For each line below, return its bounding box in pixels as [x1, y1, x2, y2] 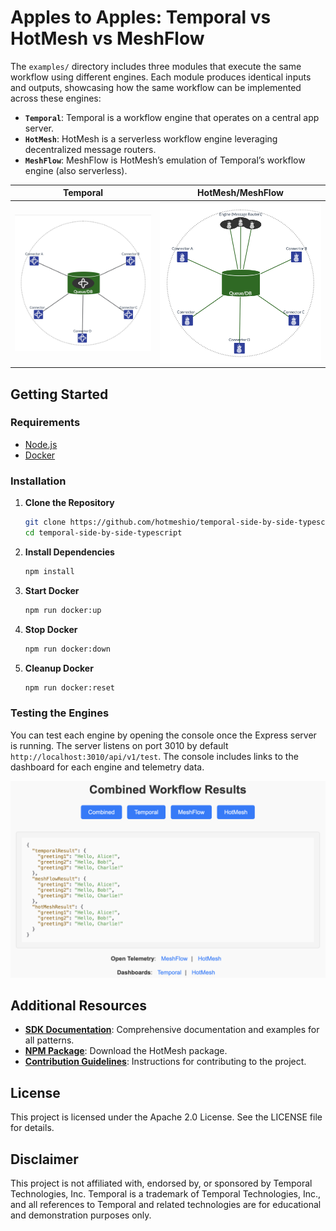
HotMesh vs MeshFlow [10, 27, 205, 50]
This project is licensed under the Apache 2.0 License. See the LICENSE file [10, 1111, 323, 1123]
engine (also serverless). [24, 164, 128, 176]
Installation [10, 474, 67, 488]
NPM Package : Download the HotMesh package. [24, 1045, 228, 1057]
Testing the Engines [10, 706, 110, 720]
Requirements [10, 416, 81, 430]
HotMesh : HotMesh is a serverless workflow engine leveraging [24, 132, 278, 145]
